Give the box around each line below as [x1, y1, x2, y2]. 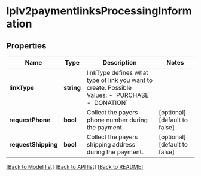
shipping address [86, 141, 136, 148]
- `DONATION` [86, 99, 128, 107]
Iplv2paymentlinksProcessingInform [6, 4, 193, 18]
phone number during [86, 116, 148, 124]
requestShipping [9, 141, 58, 148]
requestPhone [9, 116, 51, 124]
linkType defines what [86, 69, 148, 77]
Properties [6, 41, 47, 51]
